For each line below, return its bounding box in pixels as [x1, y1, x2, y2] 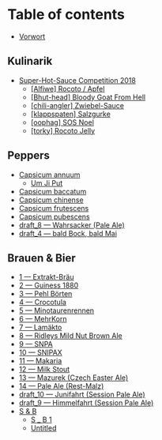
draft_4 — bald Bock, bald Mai [18, 228, 118, 238]
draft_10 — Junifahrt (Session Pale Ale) [18, 389, 145, 400]
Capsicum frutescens [18, 203, 89, 212]
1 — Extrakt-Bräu [18, 273, 74, 282]
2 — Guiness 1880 [18, 280, 79, 290]
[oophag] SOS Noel [30, 117, 94, 127]
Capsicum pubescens [18, 212, 90, 221]
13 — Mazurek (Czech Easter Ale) [18, 373, 129, 382]
